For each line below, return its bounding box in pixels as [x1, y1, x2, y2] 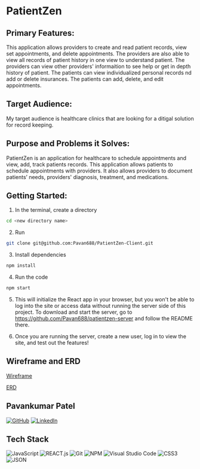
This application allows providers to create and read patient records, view [6, 44, 187, 51]
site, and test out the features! [14, 339, 89, 346]
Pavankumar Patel [6, 401, 76, 411]
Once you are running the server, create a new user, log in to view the [14, 332, 187, 340]
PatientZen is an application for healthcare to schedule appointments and [6, 154, 187, 162]
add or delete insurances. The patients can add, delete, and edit [6, 76, 164, 82]
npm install [6, 263, 36, 269]
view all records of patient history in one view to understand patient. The [6, 57, 185, 63]
